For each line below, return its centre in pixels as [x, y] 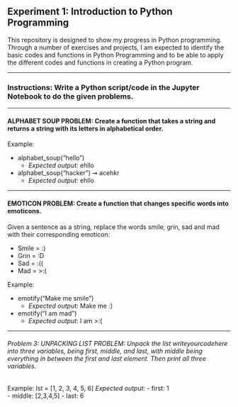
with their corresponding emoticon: [59, 234]
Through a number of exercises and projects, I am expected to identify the [116, 47]
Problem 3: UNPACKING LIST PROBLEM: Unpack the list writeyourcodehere [118, 344]
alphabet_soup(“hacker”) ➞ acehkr [68, 173]
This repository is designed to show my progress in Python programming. [114, 40]
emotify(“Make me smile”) [56, 298]
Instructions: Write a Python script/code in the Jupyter [103, 87]
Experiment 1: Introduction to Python [90, 12]
